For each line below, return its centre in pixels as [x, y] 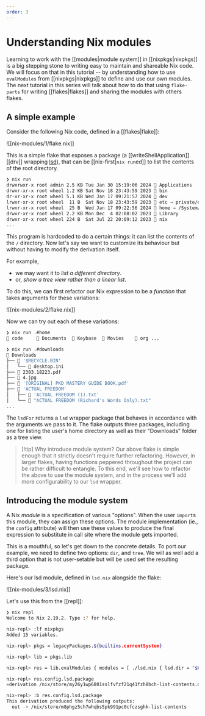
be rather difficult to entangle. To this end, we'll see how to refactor [106, 468]
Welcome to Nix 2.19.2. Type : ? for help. [61, 618]
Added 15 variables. [33, 635]
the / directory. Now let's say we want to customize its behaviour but [93, 243]
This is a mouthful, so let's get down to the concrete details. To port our [96, 546]
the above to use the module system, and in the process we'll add [104, 475]
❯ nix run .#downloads [35, 349]
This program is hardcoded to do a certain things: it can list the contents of [100, 237]
